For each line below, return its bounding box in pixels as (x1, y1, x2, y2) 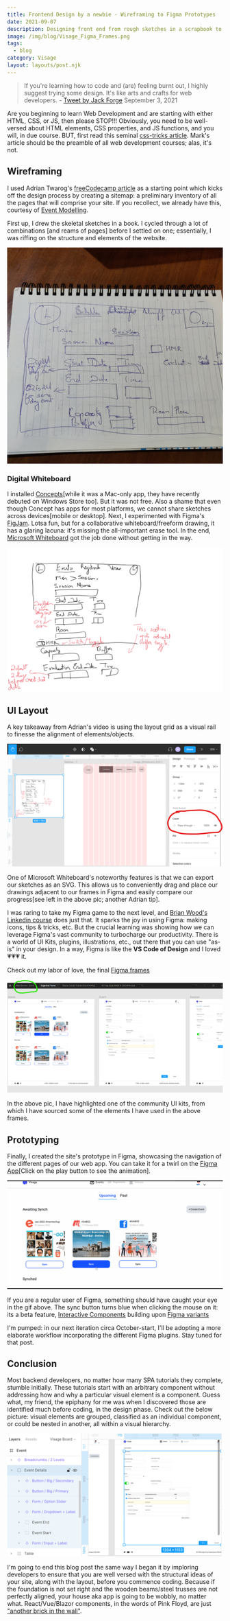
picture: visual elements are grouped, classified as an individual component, (7, 1412, 222, 1421)
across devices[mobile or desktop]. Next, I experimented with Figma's (7, 511, 205, 520)
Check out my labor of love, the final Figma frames (7, 966, 150, 974)
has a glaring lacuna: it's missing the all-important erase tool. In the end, (7, 526, 211, 535)
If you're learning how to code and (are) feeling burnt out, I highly (23, 81, 209, 89)
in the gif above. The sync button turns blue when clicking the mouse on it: (7, 1303, 218, 1311)
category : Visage (7, 55, 57, 62)
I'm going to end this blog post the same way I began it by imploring (7, 1563, 199, 1571)
